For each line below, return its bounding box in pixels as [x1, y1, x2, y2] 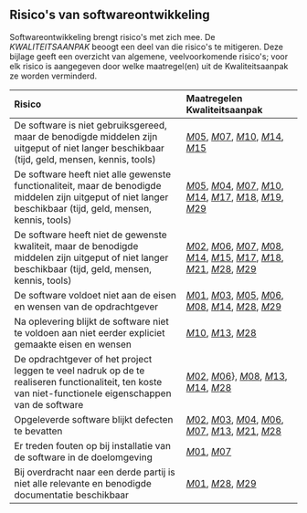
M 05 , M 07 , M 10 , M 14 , [185, 130, 285, 142]
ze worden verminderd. [9, 70, 98, 81]
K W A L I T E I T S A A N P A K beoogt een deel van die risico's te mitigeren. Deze [9, 41, 283, 52]
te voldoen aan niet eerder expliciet [14, 326, 165, 339]
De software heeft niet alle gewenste [14, 168, 172, 181]
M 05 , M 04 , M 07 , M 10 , [185, 179, 285, 192]
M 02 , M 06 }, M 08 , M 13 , [185, 370, 288, 382]
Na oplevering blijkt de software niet [14, 315, 169, 328]
